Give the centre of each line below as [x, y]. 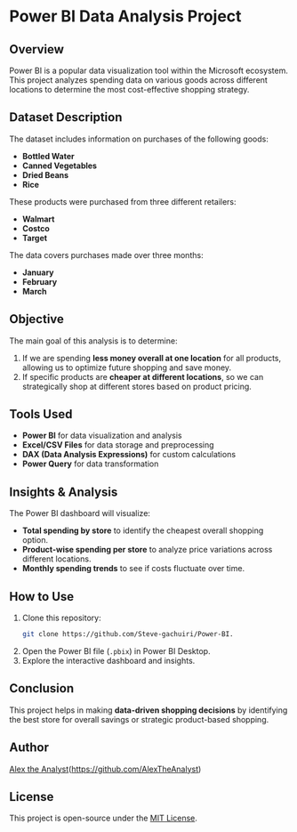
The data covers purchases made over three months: [106, 254]
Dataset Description [66, 117]
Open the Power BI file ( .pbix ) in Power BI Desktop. [116, 650]
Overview [37, 49]
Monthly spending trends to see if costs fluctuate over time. [133, 569]
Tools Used [41, 414]
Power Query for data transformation [90, 464]
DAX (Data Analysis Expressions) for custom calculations [129, 455]
